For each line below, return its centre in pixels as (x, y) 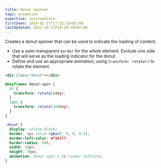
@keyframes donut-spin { (30, 84)
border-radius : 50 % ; (30, 143)
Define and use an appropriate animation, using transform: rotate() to (83, 61)
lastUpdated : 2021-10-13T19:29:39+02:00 (47, 28)
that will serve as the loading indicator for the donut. (64, 56)
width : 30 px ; (23, 147)
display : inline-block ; (33, 129)
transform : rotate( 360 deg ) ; (42, 107)
